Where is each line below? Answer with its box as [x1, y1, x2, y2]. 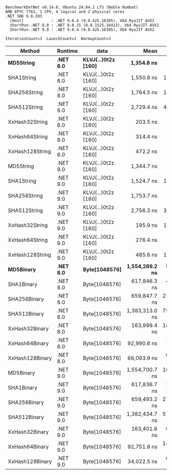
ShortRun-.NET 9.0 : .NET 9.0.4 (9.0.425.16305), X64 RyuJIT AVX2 [10, 27, 155, 32]
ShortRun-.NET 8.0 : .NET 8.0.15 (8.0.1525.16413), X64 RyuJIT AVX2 [10, 23, 159, 28]
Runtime [57, 47, 78, 54]
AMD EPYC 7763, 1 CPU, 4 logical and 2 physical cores [5, 9, 125, 14]
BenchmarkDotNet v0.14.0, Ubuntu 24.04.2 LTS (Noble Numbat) [5, 5, 139, 10]
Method [20, 47, 40, 54]
